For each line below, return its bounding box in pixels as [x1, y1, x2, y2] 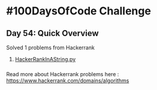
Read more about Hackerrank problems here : [6, 70, 119, 77]
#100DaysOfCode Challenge [6, 4, 152, 18]
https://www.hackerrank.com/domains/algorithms [6, 77, 129, 84]
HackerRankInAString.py [14, 56, 76, 62]
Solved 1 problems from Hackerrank [6, 44, 95, 51]
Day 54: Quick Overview [6, 28, 99, 38]
